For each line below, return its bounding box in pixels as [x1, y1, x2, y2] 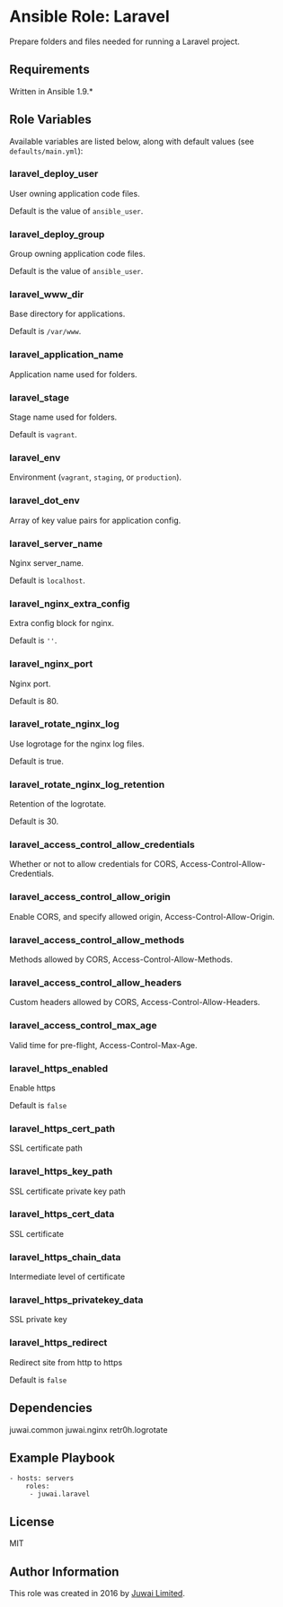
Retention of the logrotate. [9, 799, 106, 809]
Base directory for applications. [9, 308, 126, 320]
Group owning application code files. [9, 249, 146, 260]
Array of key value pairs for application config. [9, 515, 181, 525]
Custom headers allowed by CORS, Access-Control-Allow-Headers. [9, 997, 261, 1008]
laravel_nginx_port [9, 658, 93, 670]
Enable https [9, 1082, 57, 1093]
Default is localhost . [9, 575, 85, 586]
